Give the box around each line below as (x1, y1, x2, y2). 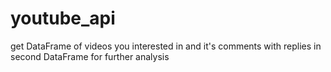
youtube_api (10, 7, 116, 30)
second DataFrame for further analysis (10, 50, 170, 62)
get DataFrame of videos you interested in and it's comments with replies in (10, 40, 322, 52)
